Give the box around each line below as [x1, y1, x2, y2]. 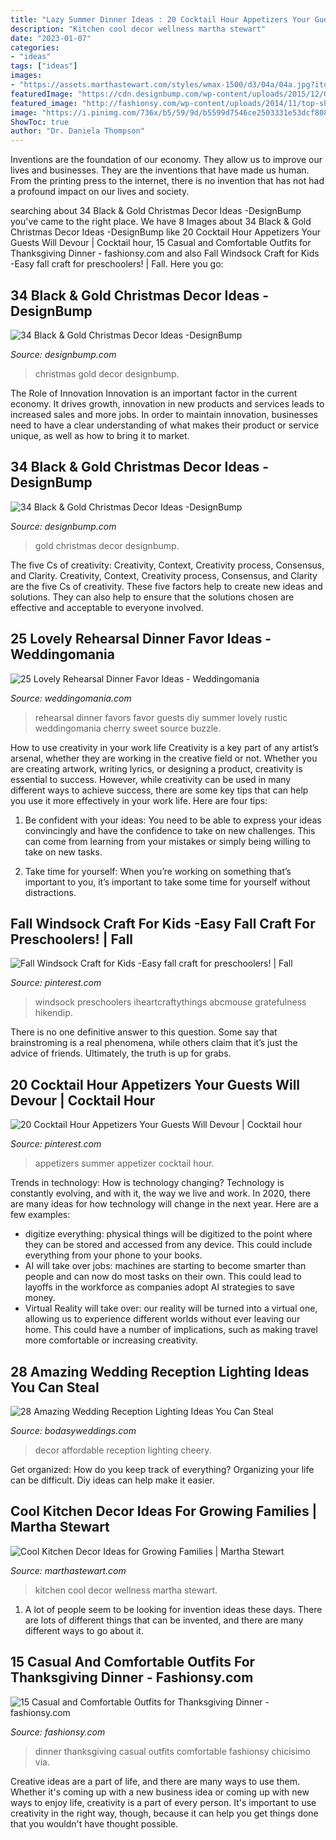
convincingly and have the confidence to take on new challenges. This [24, 824, 316, 836]
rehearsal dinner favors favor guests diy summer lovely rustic [34, 711, 288, 723]
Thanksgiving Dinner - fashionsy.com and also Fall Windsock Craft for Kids [10, 247, 320, 260]
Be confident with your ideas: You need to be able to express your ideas [24, 814, 322, 826]
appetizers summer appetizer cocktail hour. [34, 1157, 215, 1170]
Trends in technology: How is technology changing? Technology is [10, 1177, 285, 1189]
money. [24, 1292, 56, 1304]
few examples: [10, 1209, 71, 1221]
